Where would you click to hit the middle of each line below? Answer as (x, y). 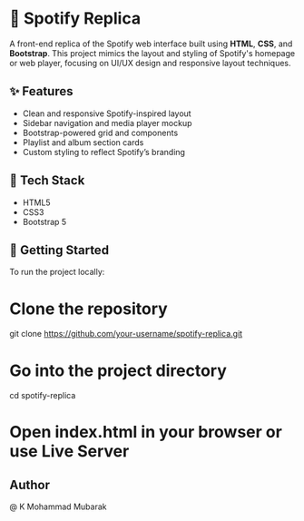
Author (29, 485)
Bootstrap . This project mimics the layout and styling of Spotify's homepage (152, 53)
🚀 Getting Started (59, 250)
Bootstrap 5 (44, 221)
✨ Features (41, 91)
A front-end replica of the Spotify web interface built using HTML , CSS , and (151, 44)
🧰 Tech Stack (47, 181)
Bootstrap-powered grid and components (100, 133)
